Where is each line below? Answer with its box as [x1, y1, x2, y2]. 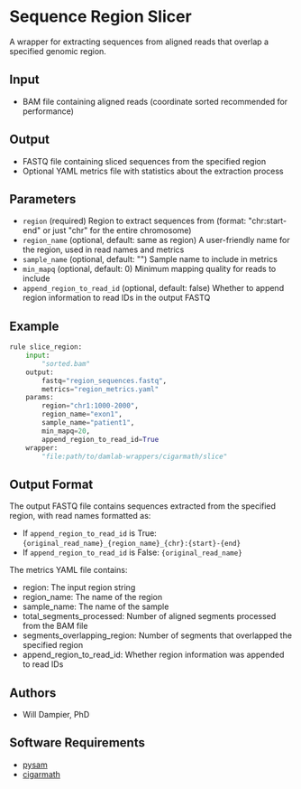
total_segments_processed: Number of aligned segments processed [22, 611, 277, 622]
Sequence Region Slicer [9, 6, 192, 27]
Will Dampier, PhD [22, 709, 90, 720]
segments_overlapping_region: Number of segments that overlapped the [22, 630, 293, 641]
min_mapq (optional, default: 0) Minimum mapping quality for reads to [22, 264, 277, 275]
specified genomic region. [9, 45, 106, 56]
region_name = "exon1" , [41, 409, 123, 419]
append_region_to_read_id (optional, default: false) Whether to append [22, 283, 285, 294]
